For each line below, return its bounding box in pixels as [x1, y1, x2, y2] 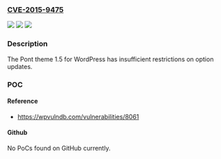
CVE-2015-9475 [7, 5, 64, 15]
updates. [7, 62, 33, 70]
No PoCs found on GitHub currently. [7, 144, 111, 152]
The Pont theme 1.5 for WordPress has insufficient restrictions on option [7, 54, 214, 63]
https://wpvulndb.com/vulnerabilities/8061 [17, 112, 139, 121]
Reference [7, 97, 38, 105]
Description [7, 39, 48, 49]
